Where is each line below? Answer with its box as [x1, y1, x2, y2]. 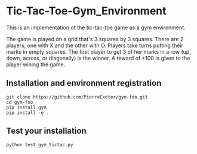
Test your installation [6, 126, 87, 136]
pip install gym [6, 104, 47, 110]
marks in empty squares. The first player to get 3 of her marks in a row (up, [6, 48, 191, 55]
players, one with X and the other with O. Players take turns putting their [6, 42, 183, 49]
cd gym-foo [6, 99, 33, 105]
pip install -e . [6, 109, 50, 116]
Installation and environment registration [6, 78, 162, 88]
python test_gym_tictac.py [6, 141, 73, 147]
